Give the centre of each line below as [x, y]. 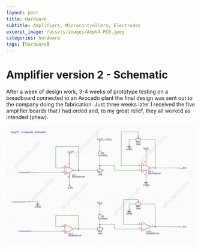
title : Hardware [26, 19]
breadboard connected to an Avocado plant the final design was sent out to [100, 98]
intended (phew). [28, 117]
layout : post [22, 13]
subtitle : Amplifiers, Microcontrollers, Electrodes [73, 25]
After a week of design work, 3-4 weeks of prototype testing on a [87, 91]
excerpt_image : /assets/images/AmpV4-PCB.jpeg [65, 32]
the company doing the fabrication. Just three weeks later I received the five [100, 104]
